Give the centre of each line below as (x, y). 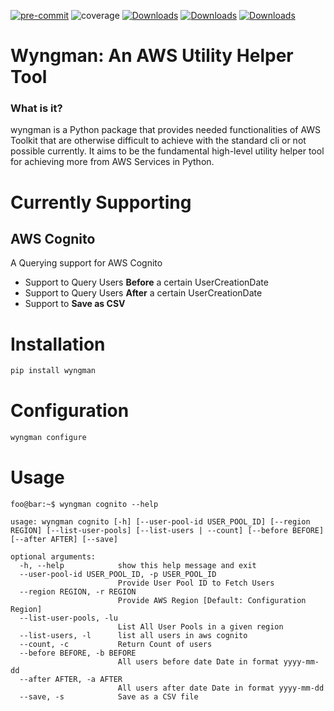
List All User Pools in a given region (200, 627)
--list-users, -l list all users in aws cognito (133, 636)
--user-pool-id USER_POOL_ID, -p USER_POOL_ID (118, 575)
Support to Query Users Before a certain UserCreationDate (146, 282)
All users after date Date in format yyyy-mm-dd (221, 688)
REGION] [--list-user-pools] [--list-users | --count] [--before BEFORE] (167, 531)
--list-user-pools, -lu (68, 618)
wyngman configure (48, 438)
